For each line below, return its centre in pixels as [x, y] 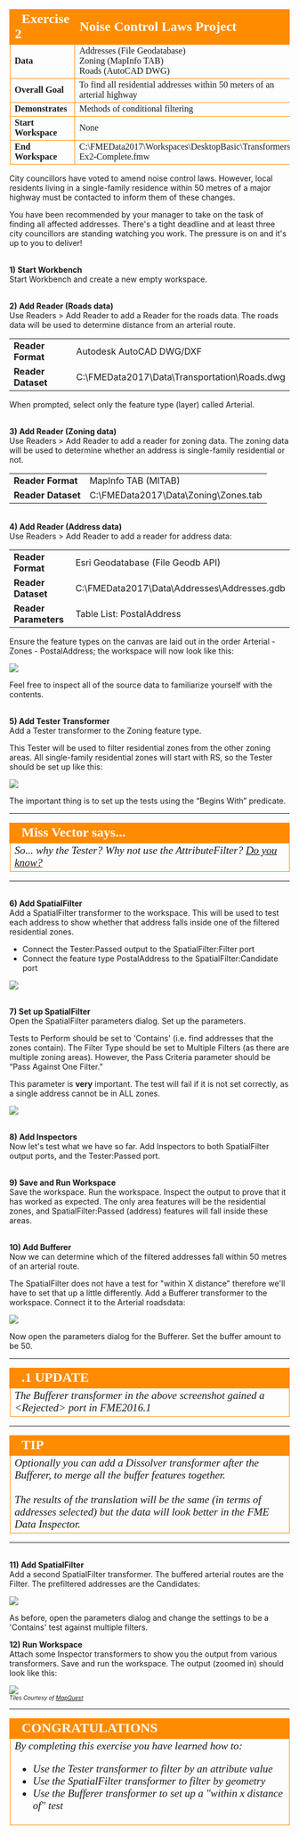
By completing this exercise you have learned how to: [129, 1746]
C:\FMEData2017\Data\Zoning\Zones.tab [176, 495]
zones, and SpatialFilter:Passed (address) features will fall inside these [139, 1211]
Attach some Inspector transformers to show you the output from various [143, 1654]
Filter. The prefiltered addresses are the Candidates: [105, 1584]
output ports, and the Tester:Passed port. [85, 1156]
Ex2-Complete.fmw [114, 156]
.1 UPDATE [55, 1377]
